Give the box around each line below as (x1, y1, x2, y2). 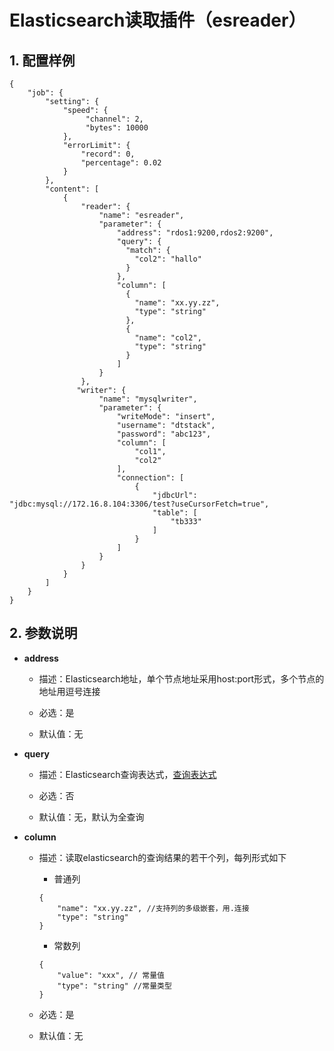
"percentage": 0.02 (80, 158, 162, 168)
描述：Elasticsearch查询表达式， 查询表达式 (38, 768, 217, 780)
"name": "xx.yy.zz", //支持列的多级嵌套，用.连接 (57, 903, 250, 913)
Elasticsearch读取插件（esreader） (9, 9, 307, 32)
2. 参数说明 (9, 625, 78, 642)
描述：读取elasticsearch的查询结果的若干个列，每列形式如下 (38, 851, 287, 863)
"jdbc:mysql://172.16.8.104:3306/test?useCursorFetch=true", (9, 499, 270, 509)
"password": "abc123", (116, 429, 212, 439)
